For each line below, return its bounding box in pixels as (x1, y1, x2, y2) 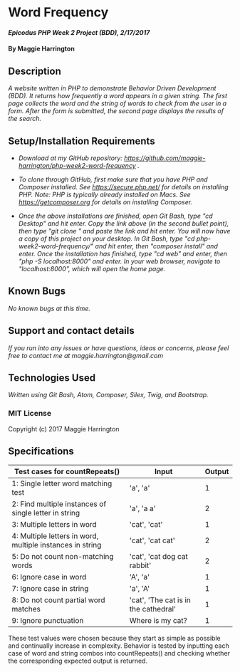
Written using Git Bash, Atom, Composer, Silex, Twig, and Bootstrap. (8, 391, 209, 399)
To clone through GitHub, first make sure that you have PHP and (18, 175, 209, 184)
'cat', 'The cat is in (129, 595, 192, 605)
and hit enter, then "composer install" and (95, 242, 218, 250)
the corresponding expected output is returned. (8, 656, 148, 665)
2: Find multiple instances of (11, 499, 107, 509)
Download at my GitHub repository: (18, 154, 123, 162)
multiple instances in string (11, 540, 102, 550)
